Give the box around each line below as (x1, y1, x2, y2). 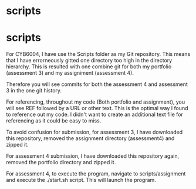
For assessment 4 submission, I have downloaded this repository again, (6, 152, 180, 160)
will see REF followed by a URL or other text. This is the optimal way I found (6, 105, 188, 112)
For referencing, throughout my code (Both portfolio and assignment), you (6, 98, 185, 105)
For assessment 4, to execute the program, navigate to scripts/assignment (6, 170, 186, 177)
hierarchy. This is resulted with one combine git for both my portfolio (6, 63, 172, 70)
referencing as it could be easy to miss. (6, 117, 102, 124)
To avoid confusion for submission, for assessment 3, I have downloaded (6, 128, 183, 136)
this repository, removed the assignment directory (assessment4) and (6, 135, 175, 142)
